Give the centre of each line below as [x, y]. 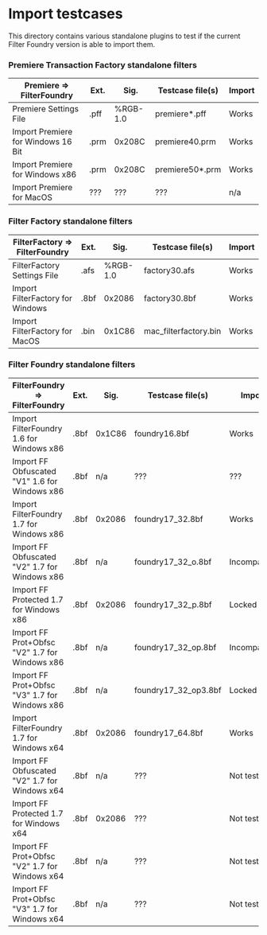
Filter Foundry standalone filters [72, 364]
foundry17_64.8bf [168, 733]
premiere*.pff [180, 114]
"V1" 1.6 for [35, 481]
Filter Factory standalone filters [70, 221]
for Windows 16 [43, 142]
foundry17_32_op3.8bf [178, 690]
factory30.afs [169, 270]
